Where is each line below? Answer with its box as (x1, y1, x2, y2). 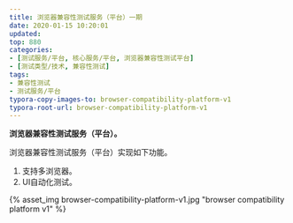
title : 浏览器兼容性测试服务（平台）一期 (9, 12, 143, 22)
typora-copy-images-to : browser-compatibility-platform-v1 (9, 94, 232, 104)
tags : (9, 71, 29, 79)
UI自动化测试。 (21, 177, 77, 188)
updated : (9, 29, 42, 38)
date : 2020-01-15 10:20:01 (9, 21, 109, 30)
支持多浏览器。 (21, 166, 77, 176)
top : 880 (9, 37, 42, 47)
